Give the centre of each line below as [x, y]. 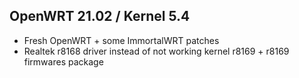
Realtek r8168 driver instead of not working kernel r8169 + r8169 [156, 51]
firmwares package [63, 61]
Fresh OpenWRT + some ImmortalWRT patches [121, 40]
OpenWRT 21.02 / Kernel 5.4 [100, 16]
